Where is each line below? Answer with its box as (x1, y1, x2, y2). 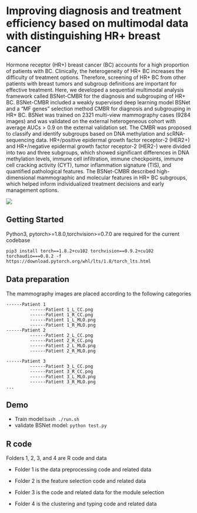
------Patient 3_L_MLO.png (29, 373, 96, 380)
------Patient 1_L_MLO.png (29, 317, 96, 323)
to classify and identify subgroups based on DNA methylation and (6, 130, 166, 137)
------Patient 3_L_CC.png (29, 363, 94, 369)
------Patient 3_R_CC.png (29, 369, 94, 374)
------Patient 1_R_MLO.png (29, 322, 96, 328)
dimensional (6, 174, 36, 181)
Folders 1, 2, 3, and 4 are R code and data (6, 455, 107, 462)
